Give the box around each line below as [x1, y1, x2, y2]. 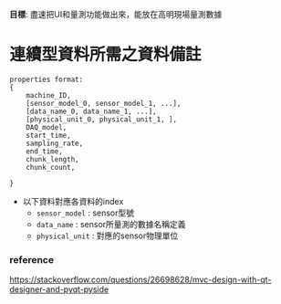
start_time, [26, 131, 71, 140]
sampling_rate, [26, 139, 84, 148]
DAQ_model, [26, 122, 68, 131]
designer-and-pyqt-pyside [9, 284, 109, 295]
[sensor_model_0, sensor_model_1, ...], [26, 99, 182, 108]
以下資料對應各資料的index [22, 195, 124, 206]
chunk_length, [26, 154, 79, 163]
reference [9, 253, 55, 266]
